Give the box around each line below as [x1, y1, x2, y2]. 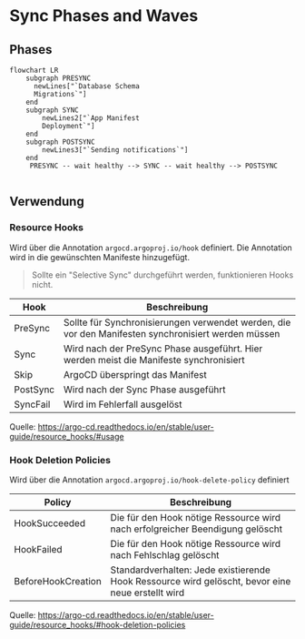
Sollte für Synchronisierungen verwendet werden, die [63, 316, 291, 329]
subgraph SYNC [25, 106, 79, 115]
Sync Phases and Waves [9, 5, 199, 26]
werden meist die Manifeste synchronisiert [63, 353, 245, 366]
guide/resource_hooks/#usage [9, 431, 124, 441]
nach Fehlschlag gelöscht [110, 548, 220, 561]
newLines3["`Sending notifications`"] [42, 146, 189, 155]
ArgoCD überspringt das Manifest [63, 368, 207, 380]
